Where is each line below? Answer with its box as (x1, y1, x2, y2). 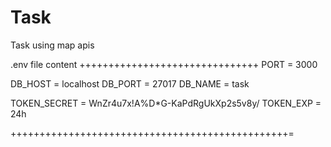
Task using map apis (10, 39, 95, 51)
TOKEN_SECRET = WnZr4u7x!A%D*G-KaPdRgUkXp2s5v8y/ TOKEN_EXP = (10, 97, 322, 109)
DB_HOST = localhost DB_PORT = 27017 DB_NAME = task (10, 77, 250, 90)
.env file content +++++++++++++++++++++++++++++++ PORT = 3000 (10, 58, 318, 70)
